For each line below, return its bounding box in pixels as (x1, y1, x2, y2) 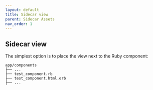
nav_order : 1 (5, 21, 33, 26)
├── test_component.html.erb (5, 76, 66, 81)
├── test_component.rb (5, 71, 53, 76)
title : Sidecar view (5, 12, 49, 17)
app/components (5, 63, 37, 68)
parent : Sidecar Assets (5, 16, 55, 21)
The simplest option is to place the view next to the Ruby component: (5, 53, 148, 59)
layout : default (5, 7, 39, 12)
